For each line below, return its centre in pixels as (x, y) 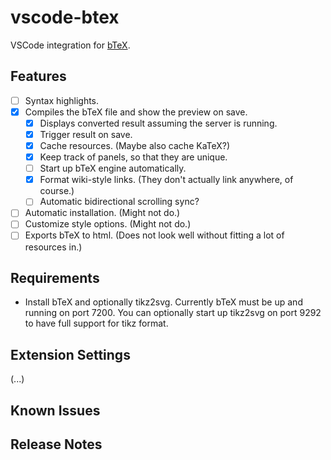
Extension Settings (70, 354)
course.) (57, 191)
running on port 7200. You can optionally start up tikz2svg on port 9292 (173, 313)
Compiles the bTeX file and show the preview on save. (136, 112)
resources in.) (53, 247)
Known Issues (55, 410)
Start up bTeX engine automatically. (113, 168)
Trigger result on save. (86, 134)
